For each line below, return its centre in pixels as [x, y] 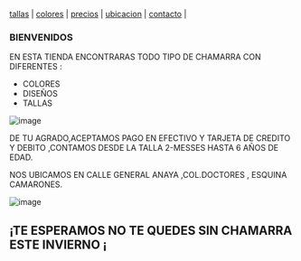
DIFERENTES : [36, 67]
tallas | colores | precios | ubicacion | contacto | [98, 14]
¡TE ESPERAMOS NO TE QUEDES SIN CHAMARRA [151, 230]
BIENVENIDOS [42, 37]
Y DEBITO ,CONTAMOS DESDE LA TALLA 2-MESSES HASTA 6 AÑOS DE [144, 148]
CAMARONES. [36, 184]
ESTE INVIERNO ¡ [58, 244]
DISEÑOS [40, 94]
